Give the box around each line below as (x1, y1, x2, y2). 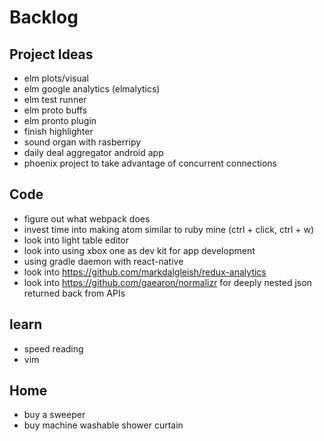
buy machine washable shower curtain (23, 419, 184, 431)
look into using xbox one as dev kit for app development (23, 244, 256, 256)
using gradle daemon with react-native (23, 255, 184, 267)
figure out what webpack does (23, 212, 151, 225)
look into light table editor (23, 234, 130, 246)
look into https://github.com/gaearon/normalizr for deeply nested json (23, 276, 312, 288)
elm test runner (23, 94, 87, 105)
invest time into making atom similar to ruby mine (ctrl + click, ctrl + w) (23, 223, 315, 235)
